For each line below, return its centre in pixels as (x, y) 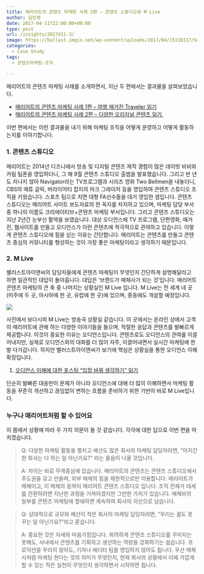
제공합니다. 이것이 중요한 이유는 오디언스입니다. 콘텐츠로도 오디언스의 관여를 (96, 335)
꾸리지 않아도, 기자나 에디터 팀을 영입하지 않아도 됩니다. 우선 (114, 550)
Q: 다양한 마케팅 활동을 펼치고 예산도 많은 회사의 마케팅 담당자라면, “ (102, 451)
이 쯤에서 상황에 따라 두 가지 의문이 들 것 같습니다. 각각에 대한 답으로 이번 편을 (98, 430)
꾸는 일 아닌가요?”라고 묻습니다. (59, 522)
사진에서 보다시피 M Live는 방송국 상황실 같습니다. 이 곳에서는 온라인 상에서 (96, 319)
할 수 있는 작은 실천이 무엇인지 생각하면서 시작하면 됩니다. (89, 565)
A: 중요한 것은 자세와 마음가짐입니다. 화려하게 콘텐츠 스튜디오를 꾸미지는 (107, 535)
